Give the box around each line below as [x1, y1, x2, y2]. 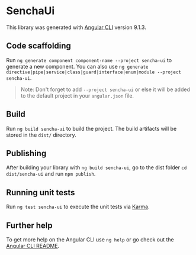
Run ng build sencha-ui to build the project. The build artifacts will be [6, 125, 177, 132]
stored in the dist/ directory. [6, 131, 77, 138]
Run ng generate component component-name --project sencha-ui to [6, 56, 172, 63]
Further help [6, 220, 53, 230]
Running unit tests [6, 188, 75, 198]
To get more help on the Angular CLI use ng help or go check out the [6, 236, 174, 243]
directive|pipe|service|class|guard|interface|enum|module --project [6, 69, 182, 75]
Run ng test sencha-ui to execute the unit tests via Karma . [6, 203, 150, 211]
